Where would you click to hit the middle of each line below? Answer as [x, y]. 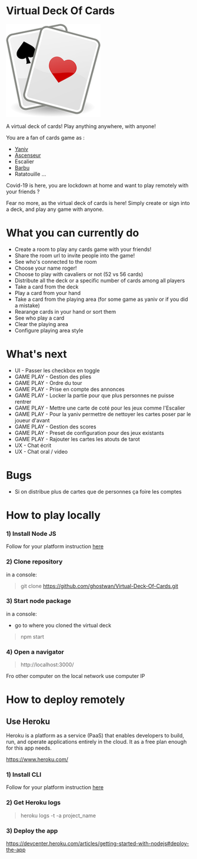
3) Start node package [39, 601]
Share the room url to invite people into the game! [75, 255]
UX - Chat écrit [33, 445]
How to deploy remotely [66, 700]
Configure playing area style [49, 330]
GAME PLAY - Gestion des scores [55, 427]
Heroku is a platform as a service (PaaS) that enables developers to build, [95, 736]
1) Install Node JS [31, 533]
